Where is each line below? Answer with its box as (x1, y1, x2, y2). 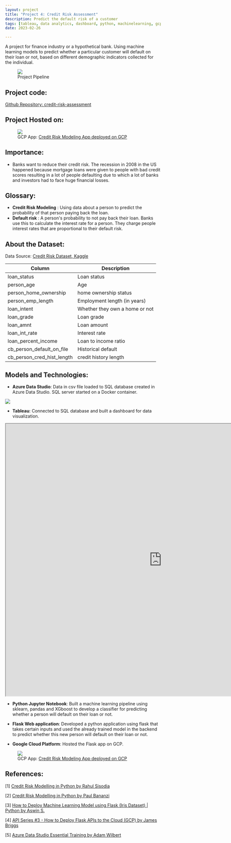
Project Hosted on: (5, 116, 64, 124)
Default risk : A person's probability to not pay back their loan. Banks (12, 215, 154, 221)
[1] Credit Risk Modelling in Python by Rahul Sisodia (5, 783, 110, 789)
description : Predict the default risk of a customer (5, 16, 118, 21)
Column (31, 265, 50, 272)
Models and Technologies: (5, 370, 89, 379)
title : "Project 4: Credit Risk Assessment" (5, 12, 98, 17)
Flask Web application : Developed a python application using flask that (12, 721, 158, 727)
